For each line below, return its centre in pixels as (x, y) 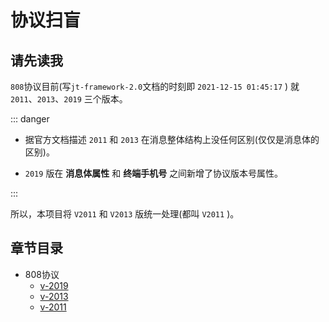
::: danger (30, 119)
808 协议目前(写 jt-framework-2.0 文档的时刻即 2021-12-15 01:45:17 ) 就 (155, 86)
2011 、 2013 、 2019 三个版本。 (69, 99)
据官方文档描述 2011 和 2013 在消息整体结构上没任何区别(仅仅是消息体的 (172, 139)
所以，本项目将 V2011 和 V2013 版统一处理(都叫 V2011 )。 (125, 214)
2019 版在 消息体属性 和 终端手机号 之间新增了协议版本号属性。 (154, 173)
